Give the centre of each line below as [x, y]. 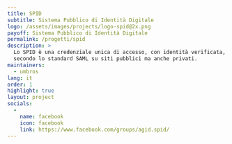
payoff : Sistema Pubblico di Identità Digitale [78, 33]
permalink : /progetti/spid [46, 39]
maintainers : [26, 65]
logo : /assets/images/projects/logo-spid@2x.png [79, 26]
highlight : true [31, 91]
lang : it [20, 78]
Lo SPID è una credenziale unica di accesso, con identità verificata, [120, 53]
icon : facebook [42, 123]
